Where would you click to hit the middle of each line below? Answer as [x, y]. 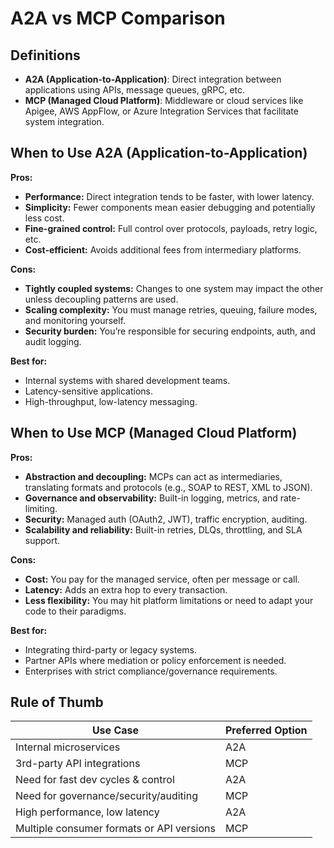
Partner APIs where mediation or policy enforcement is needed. [155, 660]
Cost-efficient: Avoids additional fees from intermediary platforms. [163, 249]
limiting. [41, 508]
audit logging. [53, 341]
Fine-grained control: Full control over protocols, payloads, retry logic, [171, 228]
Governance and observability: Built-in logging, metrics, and [151, 498]
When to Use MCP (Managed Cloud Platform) [154, 433]
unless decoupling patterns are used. [101, 299]
